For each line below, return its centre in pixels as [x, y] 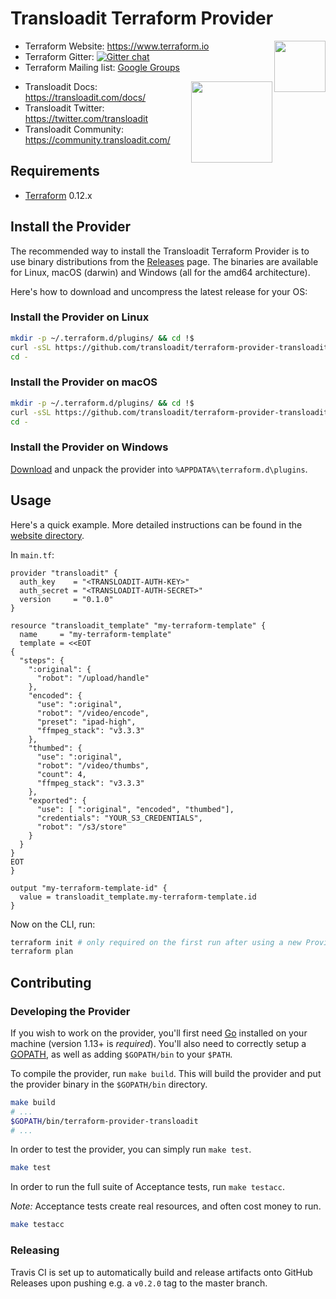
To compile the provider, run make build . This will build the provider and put [166, 1073]
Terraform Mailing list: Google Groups [102, 67]
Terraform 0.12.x [58, 195]
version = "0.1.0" [66, 599]
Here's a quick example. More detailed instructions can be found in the [156, 524]
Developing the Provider [70, 1011]
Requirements [55, 171]
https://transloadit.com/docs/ [85, 97]
